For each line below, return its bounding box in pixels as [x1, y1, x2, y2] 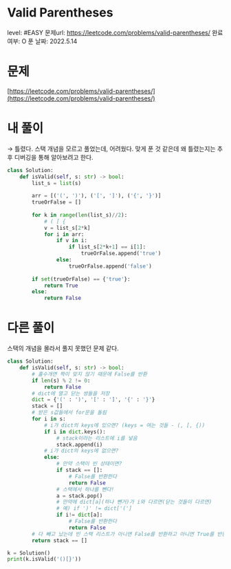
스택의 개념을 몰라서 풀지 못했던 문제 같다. [7, 344, 119, 352]
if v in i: [56, 237, 88, 244]
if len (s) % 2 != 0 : [32, 377, 91, 384]
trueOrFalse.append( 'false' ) [68, 263, 153, 270]
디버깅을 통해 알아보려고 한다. [14, 153, 94, 161]
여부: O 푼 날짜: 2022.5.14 [7, 36, 78, 45]
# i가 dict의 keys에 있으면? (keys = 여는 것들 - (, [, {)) [43, 422, 206, 429]
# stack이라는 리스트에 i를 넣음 [56, 435, 137, 442]
